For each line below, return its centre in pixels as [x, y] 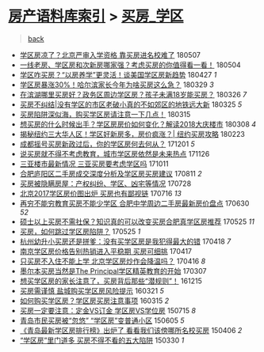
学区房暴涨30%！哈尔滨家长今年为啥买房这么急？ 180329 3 [117, 85]
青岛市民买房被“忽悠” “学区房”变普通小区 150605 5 [102, 320]
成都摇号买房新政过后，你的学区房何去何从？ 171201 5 [107, 144]
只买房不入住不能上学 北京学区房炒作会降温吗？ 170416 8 [113, 261]
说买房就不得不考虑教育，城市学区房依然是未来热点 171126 [115, 153]
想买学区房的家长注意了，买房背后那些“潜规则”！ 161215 [111, 281]
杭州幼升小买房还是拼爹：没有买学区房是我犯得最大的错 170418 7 [125, 241]
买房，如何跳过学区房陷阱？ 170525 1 [80, 231]
